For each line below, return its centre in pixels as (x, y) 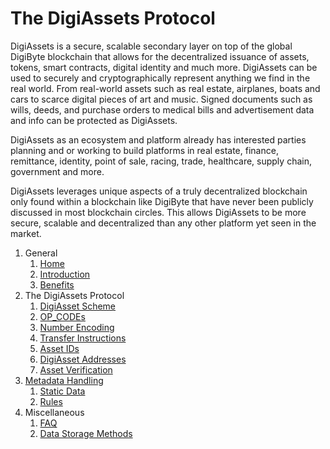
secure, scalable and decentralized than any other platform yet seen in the (163, 223)
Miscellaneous (54, 412)
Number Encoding (77, 327)
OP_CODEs (62, 316)
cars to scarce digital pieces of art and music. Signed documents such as (161, 99)
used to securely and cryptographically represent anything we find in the (160, 78)
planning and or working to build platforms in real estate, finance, (144, 150)
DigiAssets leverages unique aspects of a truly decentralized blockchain (159, 191)
